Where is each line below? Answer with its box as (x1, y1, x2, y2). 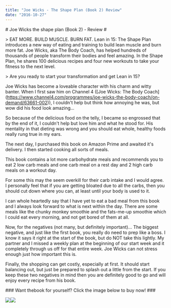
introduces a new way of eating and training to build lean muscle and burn (5, 41, 162, 48)
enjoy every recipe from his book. (5, 277, 76, 283)
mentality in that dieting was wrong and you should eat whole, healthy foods (5, 126, 166, 132)
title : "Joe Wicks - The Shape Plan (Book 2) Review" (5, 7, 123, 13)
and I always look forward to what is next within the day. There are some (5, 203, 158, 209)
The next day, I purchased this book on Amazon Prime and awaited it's (5, 141, 154, 147)
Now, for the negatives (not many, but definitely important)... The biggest (5, 224, 159, 230)
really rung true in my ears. (5, 131, 62, 137)
